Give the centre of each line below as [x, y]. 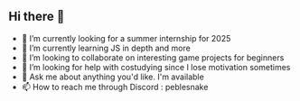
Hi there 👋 [37, 17]
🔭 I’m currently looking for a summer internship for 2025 [126, 38]
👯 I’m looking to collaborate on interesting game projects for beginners [153, 57]
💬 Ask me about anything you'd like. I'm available [112, 77]
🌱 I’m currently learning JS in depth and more [106, 48]
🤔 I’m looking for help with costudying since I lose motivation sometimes [156, 67]
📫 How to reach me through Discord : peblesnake [115, 87]
